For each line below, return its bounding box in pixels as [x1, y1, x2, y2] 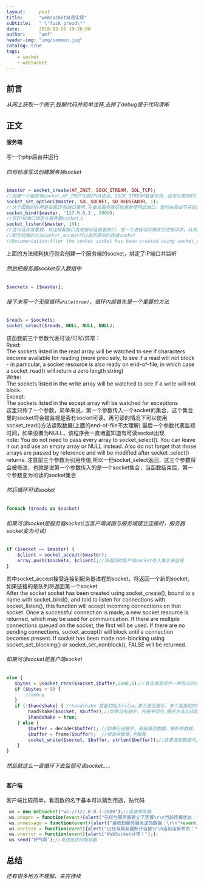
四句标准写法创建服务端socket [6, 168, 82, 175]
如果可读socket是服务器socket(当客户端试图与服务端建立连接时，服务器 [6, 520, 185, 527]
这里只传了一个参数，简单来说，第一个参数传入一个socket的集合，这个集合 [6, 406, 193, 413]
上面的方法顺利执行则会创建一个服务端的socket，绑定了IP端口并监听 [6, 249, 177, 257]
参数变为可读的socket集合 [11, 471, 76, 478]
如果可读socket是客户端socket [6, 656, 83, 663]
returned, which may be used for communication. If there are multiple [6, 615, 180, 622]
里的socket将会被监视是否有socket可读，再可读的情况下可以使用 [6, 414, 168, 421]
